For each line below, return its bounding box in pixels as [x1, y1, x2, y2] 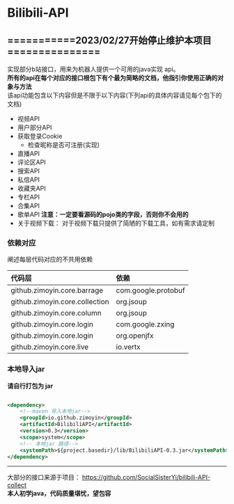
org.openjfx [116, 331, 154, 340]
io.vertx [116, 342, 141, 352]
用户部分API [17, 123, 52, 132]
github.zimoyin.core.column [10, 308, 102, 318]
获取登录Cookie [17, 132, 63, 140]
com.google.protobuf [116, 285, 186, 295]
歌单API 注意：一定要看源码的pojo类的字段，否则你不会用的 [17, 210, 189, 219]
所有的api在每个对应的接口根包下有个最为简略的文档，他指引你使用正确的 [7, 74, 218, 81]
